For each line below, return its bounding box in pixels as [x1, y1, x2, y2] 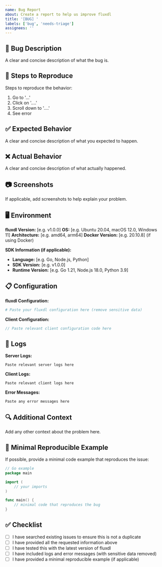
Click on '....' [12, 100, 38, 106]
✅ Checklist [5, 521, 42, 529]
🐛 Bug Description [5, 44, 62, 53]
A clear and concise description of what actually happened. [5, 165, 126, 171]
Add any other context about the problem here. [5, 429, 101, 435]
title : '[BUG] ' [5, 16, 39, 21]
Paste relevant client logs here [5, 381, 74, 386]
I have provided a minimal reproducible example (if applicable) [12, 557, 139, 563]
